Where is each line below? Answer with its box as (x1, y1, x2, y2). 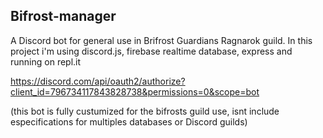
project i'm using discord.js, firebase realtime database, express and (10, 45, 293, 57)
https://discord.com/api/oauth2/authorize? (10, 75, 186, 87)
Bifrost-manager (10, 8, 117, 25)
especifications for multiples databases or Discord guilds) (10, 115, 248, 128)
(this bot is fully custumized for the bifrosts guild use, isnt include (10, 105, 280, 117)
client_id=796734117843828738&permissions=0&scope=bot (10, 85, 260, 98)
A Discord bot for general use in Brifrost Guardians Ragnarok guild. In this (10, 34, 313, 46)
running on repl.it (10, 55, 82, 68)
